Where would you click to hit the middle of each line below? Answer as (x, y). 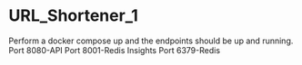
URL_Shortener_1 (73, 16)
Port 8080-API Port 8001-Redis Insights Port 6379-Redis (114, 50)
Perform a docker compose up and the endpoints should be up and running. (151, 41)
